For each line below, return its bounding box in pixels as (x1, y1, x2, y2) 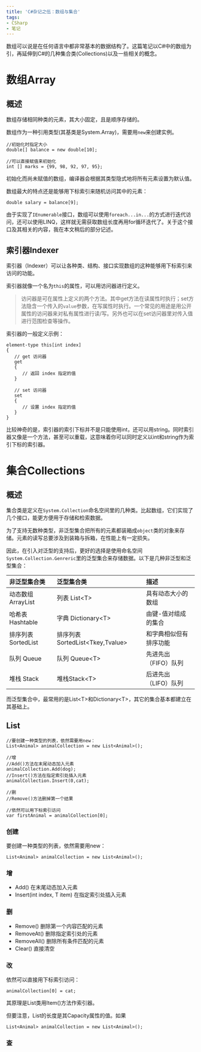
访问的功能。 (6, 270, 38, 277)
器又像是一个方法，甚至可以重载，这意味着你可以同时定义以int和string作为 (6, 433, 189, 440)
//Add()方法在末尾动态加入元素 (6, 761, 74, 767)
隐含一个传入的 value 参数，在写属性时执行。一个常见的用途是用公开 (26, 303, 192, 310)
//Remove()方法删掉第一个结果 (6, 795, 74, 802)
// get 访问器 (14, 354, 47, 360)
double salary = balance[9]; (6, 200, 79, 206)
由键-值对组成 (146, 610, 187, 618)
